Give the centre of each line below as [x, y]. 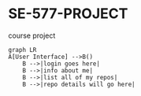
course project [32, 35]
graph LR [22, 50]
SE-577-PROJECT [68, 14]
